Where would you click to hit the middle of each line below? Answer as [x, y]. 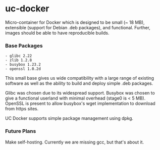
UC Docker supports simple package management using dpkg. [69, 118]
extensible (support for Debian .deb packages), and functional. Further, [78, 27]
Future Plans [21, 131]
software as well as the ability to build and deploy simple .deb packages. [79, 83]
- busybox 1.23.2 [23, 65]
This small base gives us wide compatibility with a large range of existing [80, 78]
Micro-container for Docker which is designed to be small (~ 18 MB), [75, 22]
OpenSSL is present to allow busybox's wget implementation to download [80, 103]
